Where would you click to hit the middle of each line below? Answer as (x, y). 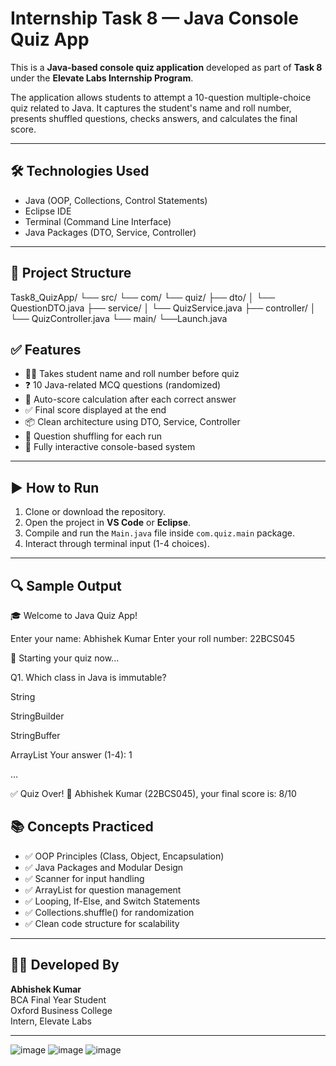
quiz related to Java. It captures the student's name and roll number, (151, 108)
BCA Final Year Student (58, 999)
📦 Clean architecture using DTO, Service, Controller (132, 422)
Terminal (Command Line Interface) (98, 221)
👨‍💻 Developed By (65, 965)
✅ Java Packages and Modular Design (104, 867)
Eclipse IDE (48, 211)
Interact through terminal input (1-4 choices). (117, 544)
